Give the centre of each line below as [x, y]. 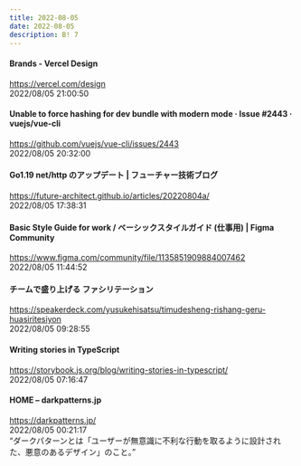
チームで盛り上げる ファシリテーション [81, 289]
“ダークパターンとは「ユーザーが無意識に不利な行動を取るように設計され [146, 441]
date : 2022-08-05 [42, 26]
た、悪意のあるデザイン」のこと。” [73, 452]
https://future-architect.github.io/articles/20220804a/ [109, 195]
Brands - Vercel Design [54, 63]
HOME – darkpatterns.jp [56, 400]
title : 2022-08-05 [44, 18]
